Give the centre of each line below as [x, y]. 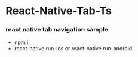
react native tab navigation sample [57, 30]
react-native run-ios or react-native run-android [73, 49]
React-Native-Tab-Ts [59, 11]
